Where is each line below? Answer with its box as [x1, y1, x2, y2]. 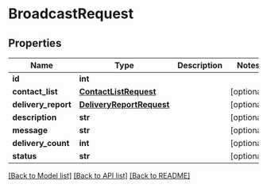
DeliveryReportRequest [79, 99, 170, 109]
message [12, 125, 48, 136]
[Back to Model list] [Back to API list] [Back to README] [8, 171, 191, 180]
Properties [8, 36, 62, 50]
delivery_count [12, 138, 70, 148]
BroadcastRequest [8, 5, 134, 23]
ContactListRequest [79, 86, 157, 97]
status [12, 151, 37, 161]
